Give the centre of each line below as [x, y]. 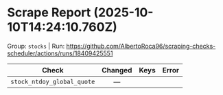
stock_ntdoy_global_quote [53, 81]
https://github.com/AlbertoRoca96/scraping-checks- [141, 46]
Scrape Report [49, 13]
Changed [117, 70]
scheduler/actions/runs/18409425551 [60, 53]
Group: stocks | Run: [36, 46]
